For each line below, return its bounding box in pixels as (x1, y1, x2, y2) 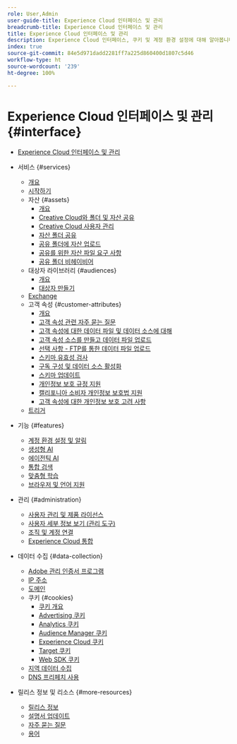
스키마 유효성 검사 (38, 353, 88, 362)
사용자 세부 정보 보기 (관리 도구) (28, 519, 116, 528)
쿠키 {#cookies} (28, 594, 74, 602)
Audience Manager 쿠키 (38, 629, 108, 637)
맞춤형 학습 (28, 471, 59, 480)
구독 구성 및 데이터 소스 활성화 (38, 362, 122, 371)
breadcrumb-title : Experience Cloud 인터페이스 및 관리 (7, 23, 164, 30)
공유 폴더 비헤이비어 (38, 257, 94, 266)
